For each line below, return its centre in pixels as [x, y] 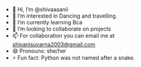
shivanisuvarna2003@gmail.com [54, 44]
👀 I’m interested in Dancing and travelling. [65, 16]
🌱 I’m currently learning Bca [47, 22]
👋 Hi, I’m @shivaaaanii [40, 9]
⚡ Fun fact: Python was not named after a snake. [74, 58]
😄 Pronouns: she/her [39, 51]
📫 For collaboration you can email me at [63, 36]
